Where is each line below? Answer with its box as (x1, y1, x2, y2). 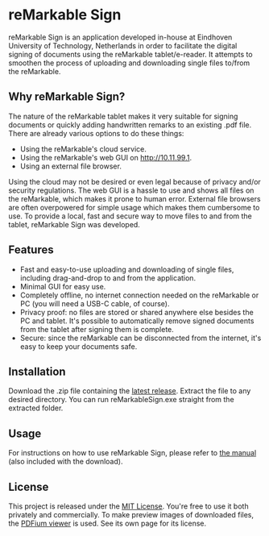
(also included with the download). (8, 457, 123, 467)
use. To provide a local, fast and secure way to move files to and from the (8, 211, 252, 221)
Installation (8, 364, 66, 378)
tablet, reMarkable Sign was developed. (8, 219, 141, 229)
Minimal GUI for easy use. (19, 281, 106, 291)
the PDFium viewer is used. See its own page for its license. (8, 518, 207, 528)
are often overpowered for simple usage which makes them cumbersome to (8, 202, 260, 212)
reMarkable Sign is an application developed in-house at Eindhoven (8, 32, 233, 42)
